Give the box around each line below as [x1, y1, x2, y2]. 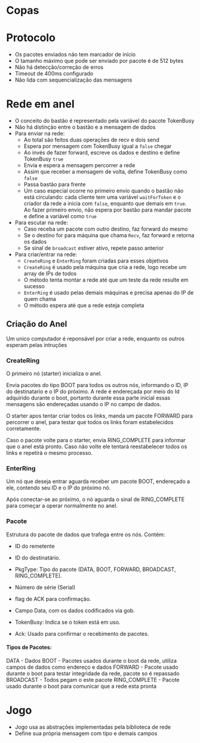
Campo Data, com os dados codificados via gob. [14, 606, 136, 614]
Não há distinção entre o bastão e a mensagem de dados [14, 123, 156, 131]
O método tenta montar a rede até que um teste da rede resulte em [23, 276, 189, 283]
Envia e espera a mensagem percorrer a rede [23, 162, 136, 169]
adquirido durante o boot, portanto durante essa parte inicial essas [6, 394, 171, 401]
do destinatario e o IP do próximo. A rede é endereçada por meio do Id [6, 388, 180, 395]
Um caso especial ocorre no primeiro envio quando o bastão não [23, 187, 184, 195]
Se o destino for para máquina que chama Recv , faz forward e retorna [23, 232, 195, 239]
